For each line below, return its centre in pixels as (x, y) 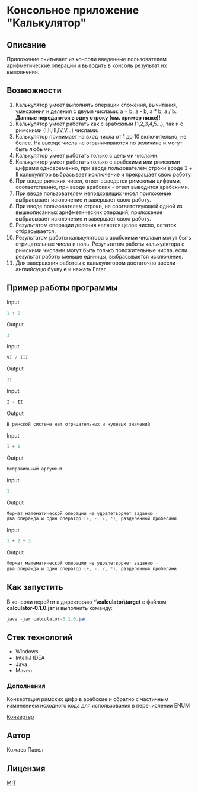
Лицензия (26, 769)
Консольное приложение (73, 10)
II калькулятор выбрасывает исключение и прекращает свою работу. (103, 174)
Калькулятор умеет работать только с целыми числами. (87, 155)
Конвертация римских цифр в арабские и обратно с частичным (88, 699)
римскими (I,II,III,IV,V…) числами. (57, 130)
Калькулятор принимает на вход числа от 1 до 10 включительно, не (101, 136)
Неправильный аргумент (35, 469)
